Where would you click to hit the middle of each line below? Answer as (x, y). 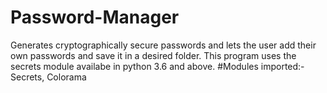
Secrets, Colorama (48, 77)
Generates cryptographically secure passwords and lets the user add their (163, 45)
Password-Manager (95, 17)
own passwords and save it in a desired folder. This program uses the (153, 55)
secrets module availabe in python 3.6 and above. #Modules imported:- (157, 66)
